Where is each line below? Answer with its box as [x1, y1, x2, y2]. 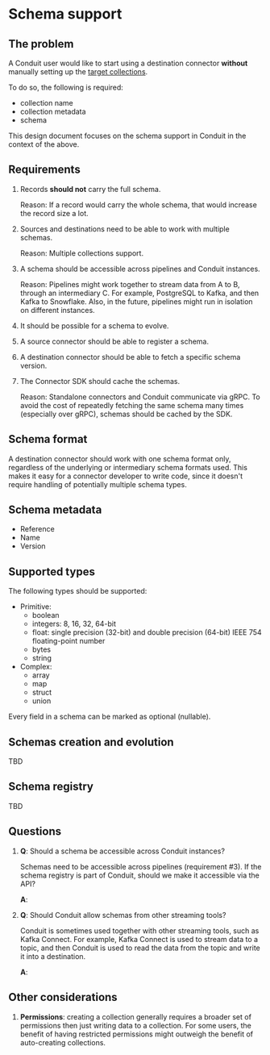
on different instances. [19, 305, 95, 315]
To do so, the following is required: [8, 82, 123, 92]
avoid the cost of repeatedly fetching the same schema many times [19, 400, 244, 410]
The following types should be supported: [8, 586, 147, 596]
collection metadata [19, 106, 86, 116]
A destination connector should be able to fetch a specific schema [19, 352, 241, 361]
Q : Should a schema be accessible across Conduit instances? [19, 846, 226, 856]
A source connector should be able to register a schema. [19, 336, 210, 346]
